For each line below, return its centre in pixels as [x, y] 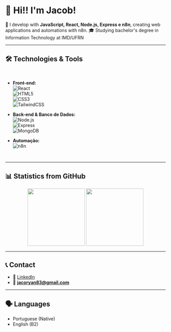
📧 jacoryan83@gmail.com [41, 283]
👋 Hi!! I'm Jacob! [41, 10]
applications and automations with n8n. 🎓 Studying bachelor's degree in [82, 30]
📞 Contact [20, 265]
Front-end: [24, 83]
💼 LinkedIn [24, 277]
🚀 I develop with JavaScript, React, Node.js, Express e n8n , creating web [83, 24]
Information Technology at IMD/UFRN [45, 37]
